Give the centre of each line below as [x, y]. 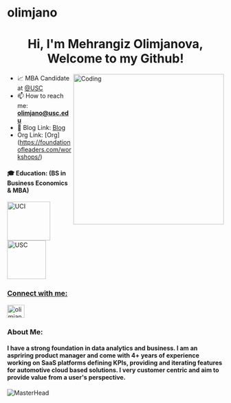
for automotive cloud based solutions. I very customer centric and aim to [113, 370]
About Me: [25, 331]
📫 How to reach [40, 96]
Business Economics [37, 183]
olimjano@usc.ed [43, 113]
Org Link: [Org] [38, 135]
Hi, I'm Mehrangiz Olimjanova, [115, 44]
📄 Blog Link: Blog [41, 128]
